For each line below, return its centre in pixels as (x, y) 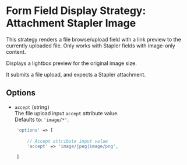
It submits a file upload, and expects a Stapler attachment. (76, 74)
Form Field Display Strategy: (76, 11)
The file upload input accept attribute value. (67, 113)
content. (16, 51)
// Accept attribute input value (68, 141)
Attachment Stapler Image (71, 23)
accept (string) (32, 107)
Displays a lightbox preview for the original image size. (71, 63)
